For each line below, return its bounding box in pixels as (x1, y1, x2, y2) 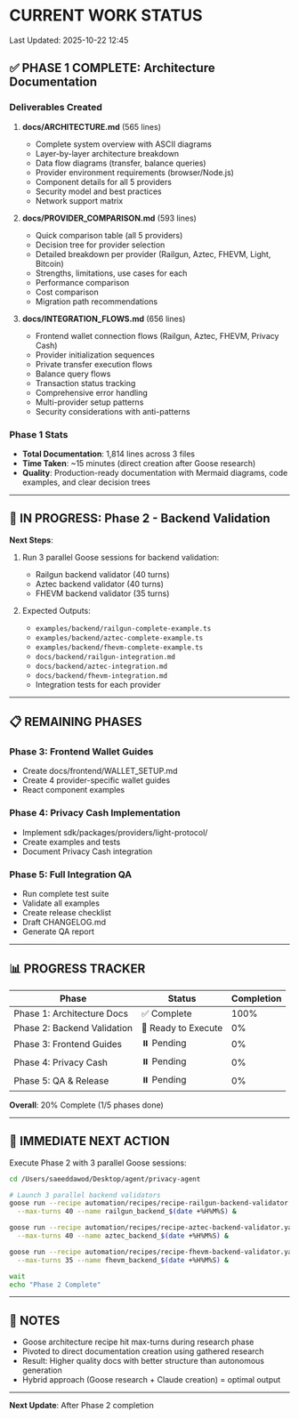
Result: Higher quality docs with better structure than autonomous (21, 1356, 265, 1367)
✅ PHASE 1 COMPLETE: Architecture (9, 60, 215, 76)
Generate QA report (21, 926, 95, 937)
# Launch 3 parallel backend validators (9, 1190, 162, 1199)
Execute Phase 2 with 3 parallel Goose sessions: (9, 1157, 187, 1168)
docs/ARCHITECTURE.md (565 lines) (21, 121, 162, 132)
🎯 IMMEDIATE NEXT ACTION (9, 1133, 171, 1149)
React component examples (21, 785, 125, 795)
